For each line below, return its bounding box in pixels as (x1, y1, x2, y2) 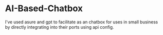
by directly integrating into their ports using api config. (5, 24, 114, 30)
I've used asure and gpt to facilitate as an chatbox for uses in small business (5, 19, 158, 25)
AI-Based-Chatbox (5, 3, 83, 14)
